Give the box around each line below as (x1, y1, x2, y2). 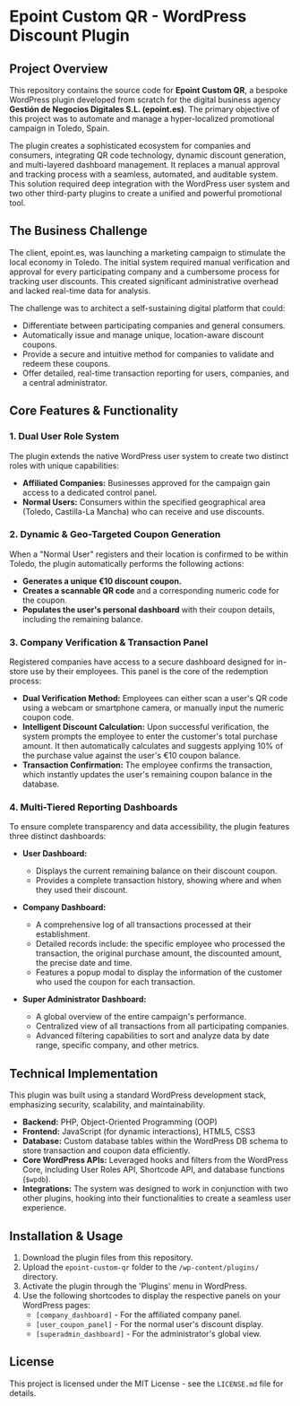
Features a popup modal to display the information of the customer (35, 967, 283, 978)
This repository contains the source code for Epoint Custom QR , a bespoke (9, 85, 288, 95)
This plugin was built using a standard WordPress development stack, (9, 1089, 267, 1100)
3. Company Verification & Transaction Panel (9, 636, 209, 648)
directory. (21, 1271, 58, 1282)
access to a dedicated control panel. (21, 487, 158, 498)
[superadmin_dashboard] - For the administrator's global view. (35, 1329, 262, 1340)
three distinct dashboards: (9, 831, 107, 842)
